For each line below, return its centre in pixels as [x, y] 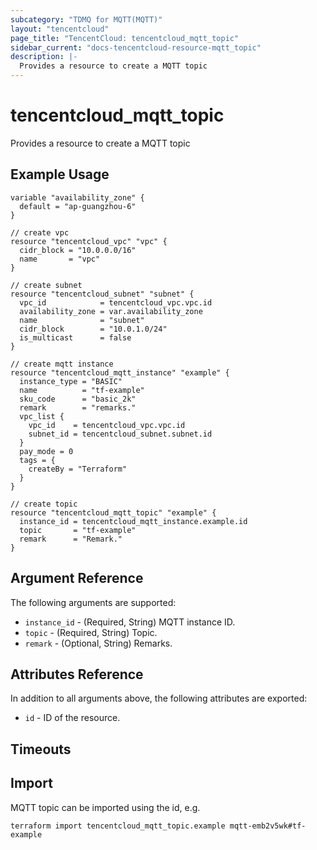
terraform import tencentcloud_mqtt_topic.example [118, 826]
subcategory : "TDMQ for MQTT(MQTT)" [86, 19]
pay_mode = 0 [46, 451]
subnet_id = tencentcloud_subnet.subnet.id [120, 434]
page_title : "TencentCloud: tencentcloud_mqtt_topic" [125, 38]
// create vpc [40, 232]
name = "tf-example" [82, 390]
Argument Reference [77, 578]
